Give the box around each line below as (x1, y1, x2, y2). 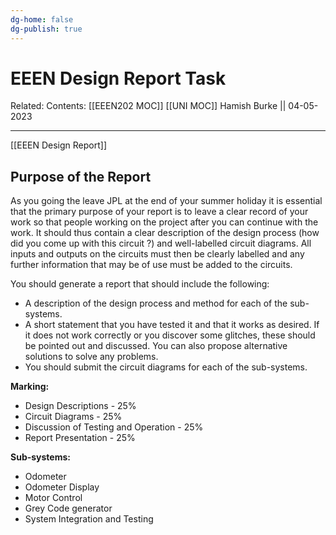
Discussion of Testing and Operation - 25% (24, 421, 204, 433)
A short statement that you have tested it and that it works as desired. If (24, 319, 320, 331)
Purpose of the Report (10, 168, 152, 185)
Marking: (10, 381, 50, 393)
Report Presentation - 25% (24, 432, 136, 444)
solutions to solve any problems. (24, 351, 159, 363)
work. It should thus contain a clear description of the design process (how (10, 227, 320, 239)
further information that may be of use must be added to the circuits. (10, 259, 293, 271)
